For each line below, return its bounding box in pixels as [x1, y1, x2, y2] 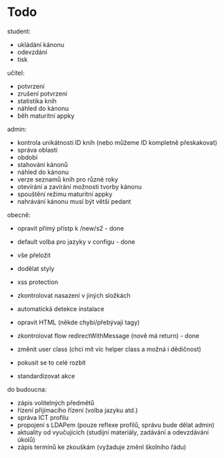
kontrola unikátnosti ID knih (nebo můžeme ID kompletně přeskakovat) [17, 138, 218, 146]
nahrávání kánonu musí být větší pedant [17, 197, 131, 205]
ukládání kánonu [17, 40, 64, 49]
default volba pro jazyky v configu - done [17, 237, 136, 246]
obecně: [7, 211, 31, 219]
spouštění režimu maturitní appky [17, 190, 113, 198]
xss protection [17, 278, 59, 286]
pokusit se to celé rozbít [17, 358, 86, 367]
